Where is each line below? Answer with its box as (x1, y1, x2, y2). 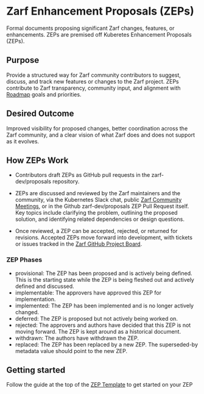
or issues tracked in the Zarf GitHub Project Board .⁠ (15, 240, 142, 248)
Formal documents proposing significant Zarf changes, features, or (6, 24, 175, 32)
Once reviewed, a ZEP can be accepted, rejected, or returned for (15, 227, 178, 235)
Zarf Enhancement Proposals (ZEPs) (6, 4, 195, 18)
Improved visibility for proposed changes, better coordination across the (6, 124, 188, 132)
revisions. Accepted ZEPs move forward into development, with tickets (15, 234, 193, 242)
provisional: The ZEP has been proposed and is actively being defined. (15, 270, 193, 277)
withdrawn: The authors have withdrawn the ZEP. (15, 334, 139, 342)
